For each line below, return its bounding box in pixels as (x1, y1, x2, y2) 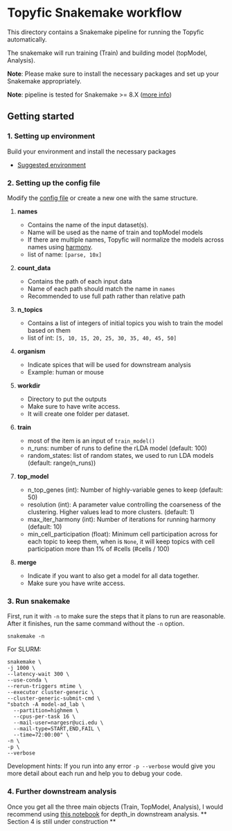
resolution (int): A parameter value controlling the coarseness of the (27, 500, 222, 509)
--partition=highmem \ (13, 707, 79, 714)
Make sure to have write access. (27, 402, 121, 411)
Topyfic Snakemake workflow (7, 5, 182, 21)
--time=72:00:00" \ (13, 732, 70, 739)
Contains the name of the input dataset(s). (27, 220, 149, 229)
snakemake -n (7, 633, 45, 640)
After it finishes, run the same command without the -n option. (7, 620, 185, 628)
